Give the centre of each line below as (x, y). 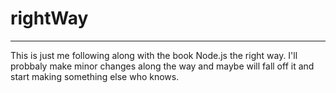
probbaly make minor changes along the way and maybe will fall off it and (162, 66)
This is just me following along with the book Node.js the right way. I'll (154, 55)
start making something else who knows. (95, 76)
